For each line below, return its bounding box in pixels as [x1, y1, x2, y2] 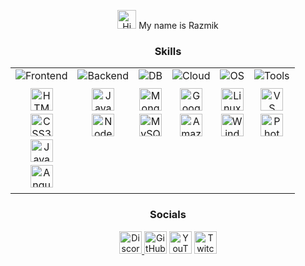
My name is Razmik [138, 20, 219, 31]
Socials [149, 208, 187, 222]
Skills [154, 44, 182, 58]
